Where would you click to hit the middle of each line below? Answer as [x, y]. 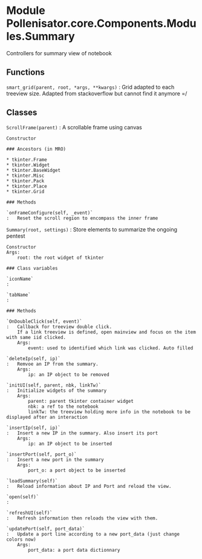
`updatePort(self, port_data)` [46, 529]
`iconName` [20, 279]
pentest [16, 236]
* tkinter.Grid [25, 191]
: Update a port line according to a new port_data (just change [93, 534]
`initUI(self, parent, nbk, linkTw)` [54, 385]
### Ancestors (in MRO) [36, 149]
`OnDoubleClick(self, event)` [44, 321]
